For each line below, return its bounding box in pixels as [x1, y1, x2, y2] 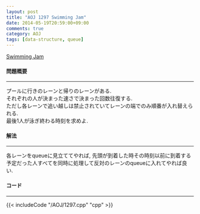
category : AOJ [6, 31, 42, 37]
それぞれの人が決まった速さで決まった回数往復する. [6, 95, 133, 102]
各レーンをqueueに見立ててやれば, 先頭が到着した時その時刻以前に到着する [6, 152, 192, 159]
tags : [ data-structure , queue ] [6, 36, 84, 42]
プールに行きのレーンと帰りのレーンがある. [6, 87, 112, 94]
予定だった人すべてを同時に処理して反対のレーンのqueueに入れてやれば [6, 160, 183, 167]
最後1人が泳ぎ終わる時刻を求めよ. [6, 117, 88, 124]
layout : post [6, 8, 39, 15]
